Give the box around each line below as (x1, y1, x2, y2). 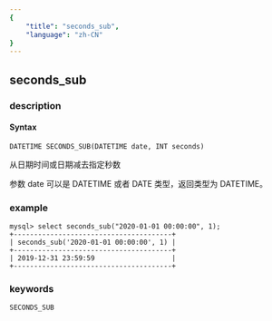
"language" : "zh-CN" (25, 30, 103, 39)
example (9, 201, 48, 214)
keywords (9, 282, 54, 295)
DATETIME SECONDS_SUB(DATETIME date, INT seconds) (9, 141, 205, 151)
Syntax (9, 122, 37, 132)
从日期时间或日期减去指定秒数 (9, 159, 121, 170)
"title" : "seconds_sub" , (25, 22, 120, 31)
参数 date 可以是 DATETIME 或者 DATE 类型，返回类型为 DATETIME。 (9, 178, 267, 189)
